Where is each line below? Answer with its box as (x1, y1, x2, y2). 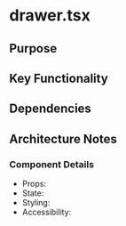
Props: (21, 179, 47, 190)
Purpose (9, 41, 58, 56)
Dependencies (9, 101, 91, 117)
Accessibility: (21, 206, 72, 218)
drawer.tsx (9, 5, 91, 26)
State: (21, 188, 44, 198)
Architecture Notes (9, 131, 118, 147)
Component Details (9, 157, 95, 170)
